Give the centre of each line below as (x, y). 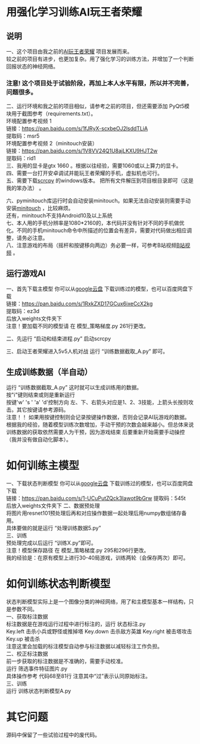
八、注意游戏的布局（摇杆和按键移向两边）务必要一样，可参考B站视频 (91, 245)
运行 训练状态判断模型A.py (39, 690)
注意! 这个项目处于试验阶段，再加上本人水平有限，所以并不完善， (99, 83)
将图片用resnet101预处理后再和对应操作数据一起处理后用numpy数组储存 (94, 513)
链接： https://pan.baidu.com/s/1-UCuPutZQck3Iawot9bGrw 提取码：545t (96, 498)
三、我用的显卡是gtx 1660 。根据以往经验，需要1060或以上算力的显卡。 (94, 166)
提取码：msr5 (23, 136)
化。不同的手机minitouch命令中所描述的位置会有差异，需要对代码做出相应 (96, 230)
